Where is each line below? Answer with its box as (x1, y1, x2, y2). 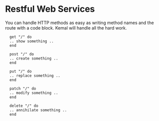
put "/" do (9, 69, 32, 74)
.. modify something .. (9, 90, 58, 95)
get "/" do (9, 34, 32, 39)
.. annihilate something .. (9, 107, 67, 113)
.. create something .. (9, 56, 58, 61)
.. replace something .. (9, 73, 61, 78)
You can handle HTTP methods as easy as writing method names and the (5, 20, 154, 26)
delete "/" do (9, 103, 38, 108)
